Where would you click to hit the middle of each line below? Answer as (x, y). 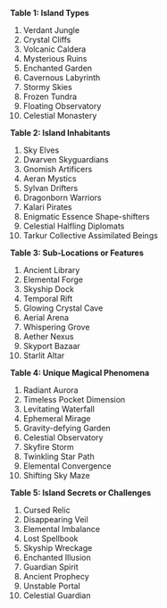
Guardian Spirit (50, 567)
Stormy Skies (47, 87)
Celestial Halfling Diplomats (74, 226)
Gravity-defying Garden (67, 428)
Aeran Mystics (50, 179)
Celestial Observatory (63, 437)
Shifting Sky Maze (56, 475)
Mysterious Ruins (55, 58)
